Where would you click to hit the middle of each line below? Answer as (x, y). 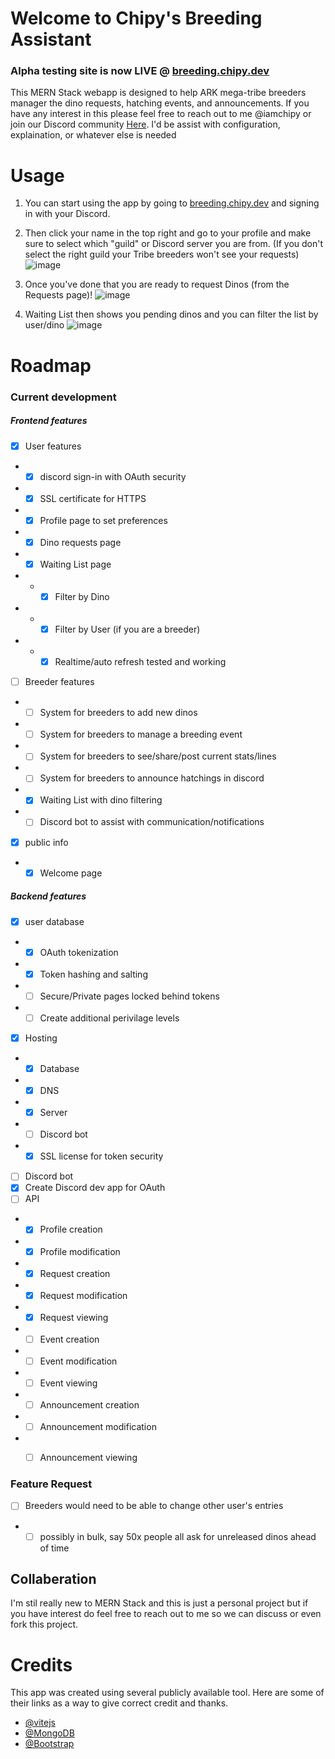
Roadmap (51, 365)
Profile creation (71, 1229)
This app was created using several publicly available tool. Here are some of (167, 1693)
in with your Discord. (67, 214)
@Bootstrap (49, 1744)
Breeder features (59, 682)
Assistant (51, 39)
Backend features (48, 896)
